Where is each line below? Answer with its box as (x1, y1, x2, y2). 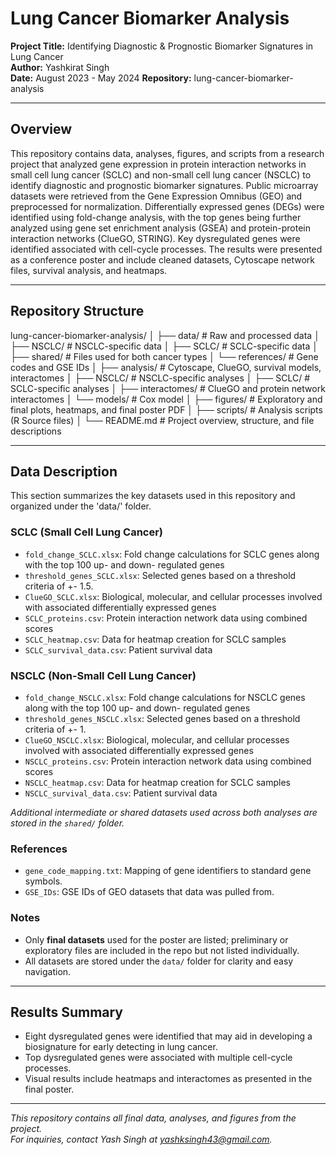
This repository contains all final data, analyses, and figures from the (10, 1112, 297, 1124)
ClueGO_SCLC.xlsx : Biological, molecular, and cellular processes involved (24, 590, 323, 602)
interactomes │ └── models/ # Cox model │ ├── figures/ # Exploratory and (10, 393, 323, 405)
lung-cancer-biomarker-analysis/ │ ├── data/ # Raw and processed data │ (10, 329, 320, 341)
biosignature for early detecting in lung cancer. (24, 1041, 218, 1053)
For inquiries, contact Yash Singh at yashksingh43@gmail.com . (10, 1133, 273, 1146)
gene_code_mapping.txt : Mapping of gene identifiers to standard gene (24, 865, 312, 877)
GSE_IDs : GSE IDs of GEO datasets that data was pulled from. (24, 886, 275, 898)
